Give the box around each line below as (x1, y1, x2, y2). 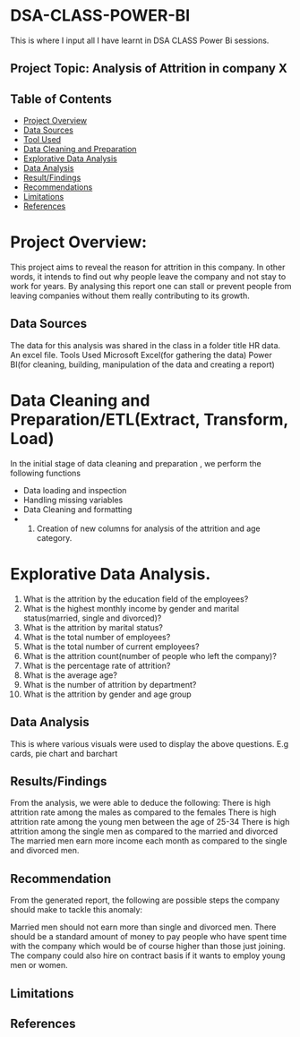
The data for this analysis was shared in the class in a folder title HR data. (10, 339, 281, 350)
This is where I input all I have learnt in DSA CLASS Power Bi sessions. (10, 35, 270, 46)
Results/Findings (10, 774, 107, 789)
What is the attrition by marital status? (22, 621, 164, 632)
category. (36, 532, 73, 543)
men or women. (10, 960, 68, 971)
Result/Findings (22, 172, 81, 184)
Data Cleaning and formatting (22, 503, 133, 515)
